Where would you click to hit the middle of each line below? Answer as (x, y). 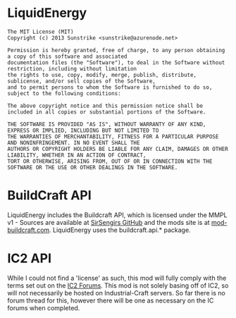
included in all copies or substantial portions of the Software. (107, 112)
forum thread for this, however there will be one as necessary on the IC (111, 300)
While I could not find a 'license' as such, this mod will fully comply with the (117, 278)
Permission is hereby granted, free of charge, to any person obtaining (116, 50)
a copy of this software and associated (68, 56)
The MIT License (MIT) (41, 32)
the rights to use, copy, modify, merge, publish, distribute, (102, 75)
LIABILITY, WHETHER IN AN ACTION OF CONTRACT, (77, 155)
